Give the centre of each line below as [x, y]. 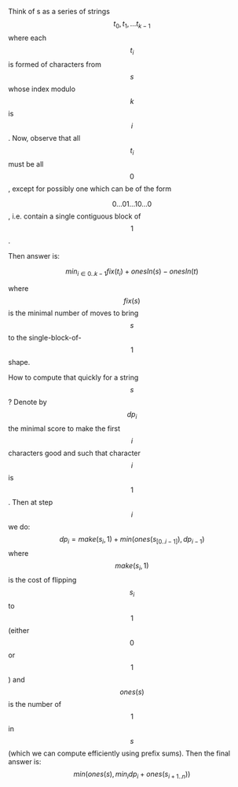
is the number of [35, 704]
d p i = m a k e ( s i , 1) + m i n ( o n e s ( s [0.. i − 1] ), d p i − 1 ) [132, 540]
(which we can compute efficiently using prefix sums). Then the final [119, 753]
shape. [19, 362]
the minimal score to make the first [64, 428]
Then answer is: [34, 256]
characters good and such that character [75, 453]
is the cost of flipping [42, 579]
